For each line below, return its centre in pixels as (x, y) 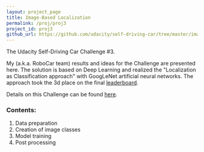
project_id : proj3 (29, 29)
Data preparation (36, 123)
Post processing (36, 142)
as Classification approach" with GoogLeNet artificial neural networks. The (100, 76)
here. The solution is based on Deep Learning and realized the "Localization (101, 70)
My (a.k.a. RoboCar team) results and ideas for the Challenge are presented (101, 64)
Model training (33, 136)
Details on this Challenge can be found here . (62, 94)
